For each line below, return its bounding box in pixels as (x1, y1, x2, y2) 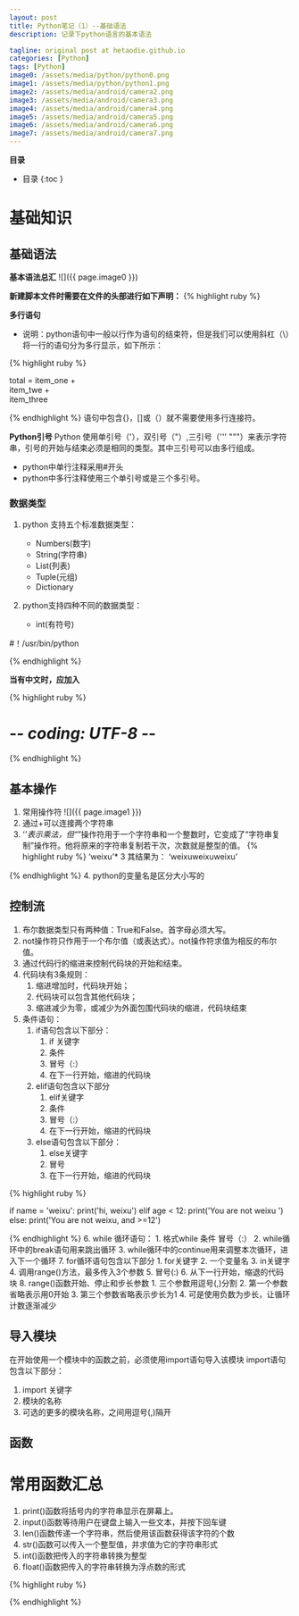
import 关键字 (21, 1384, 73, 1394)
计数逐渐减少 (9, 1300, 56, 1310)
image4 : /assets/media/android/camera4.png (9, 104, 174, 113)
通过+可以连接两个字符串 (21, 818, 114, 829)
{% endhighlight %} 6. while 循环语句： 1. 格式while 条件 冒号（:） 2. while (9, 1233, 283, 1243)
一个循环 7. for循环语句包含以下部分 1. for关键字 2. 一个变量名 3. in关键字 (24, 1255, 290, 1266)
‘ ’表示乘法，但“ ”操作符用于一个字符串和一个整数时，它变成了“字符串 (21, 829, 272, 840)
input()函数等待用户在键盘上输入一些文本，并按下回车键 (21, 1517, 228, 1528)
